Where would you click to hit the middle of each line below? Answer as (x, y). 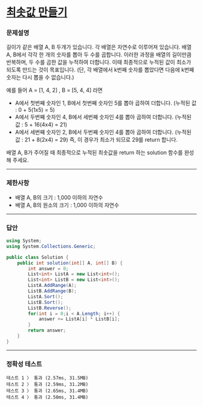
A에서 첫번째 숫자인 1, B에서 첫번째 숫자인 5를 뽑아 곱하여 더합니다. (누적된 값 (106, 103)
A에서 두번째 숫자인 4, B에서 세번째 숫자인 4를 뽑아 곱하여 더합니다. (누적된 (103, 117)
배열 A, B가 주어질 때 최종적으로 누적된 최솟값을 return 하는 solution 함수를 (95, 152)
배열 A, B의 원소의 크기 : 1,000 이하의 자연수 (67, 205)
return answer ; (47, 330)
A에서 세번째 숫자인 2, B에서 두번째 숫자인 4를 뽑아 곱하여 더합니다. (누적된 (103, 132)
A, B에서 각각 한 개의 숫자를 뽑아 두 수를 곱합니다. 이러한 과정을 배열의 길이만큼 (99, 54)
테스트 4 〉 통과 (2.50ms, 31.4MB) (47, 398)
